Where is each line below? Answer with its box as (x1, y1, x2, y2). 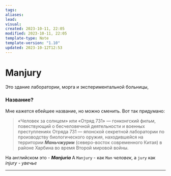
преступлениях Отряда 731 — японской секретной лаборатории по (17, 128, 164, 134)
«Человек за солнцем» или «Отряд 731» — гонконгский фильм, (17, 118, 156, 124)
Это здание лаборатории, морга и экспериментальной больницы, (5, 84, 149, 90)
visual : (5, 21, 22, 27)
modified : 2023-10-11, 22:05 (5, 31, 67, 36)
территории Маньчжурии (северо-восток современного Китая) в (17, 139, 162, 145)
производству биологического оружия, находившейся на (17, 134, 144, 140)
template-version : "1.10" (5, 41, 60, 46)
